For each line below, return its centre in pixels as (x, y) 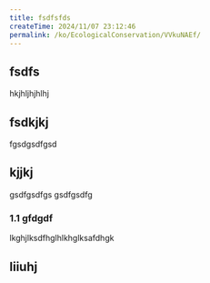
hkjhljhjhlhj (30, 94)
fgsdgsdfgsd (33, 144)
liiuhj (24, 266)
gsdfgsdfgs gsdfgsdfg (51, 194)
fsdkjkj (29, 122)
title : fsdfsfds (40, 18)
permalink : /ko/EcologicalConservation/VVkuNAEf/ (105, 35)
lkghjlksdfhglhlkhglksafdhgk (62, 238)
